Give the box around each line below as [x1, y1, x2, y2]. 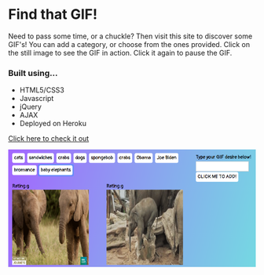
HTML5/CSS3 [19, 85, 64, 95]
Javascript [19, 94, 54, 103]
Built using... [8, 67, 58, 78]
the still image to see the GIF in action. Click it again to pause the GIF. [8, 48, 233, 57]
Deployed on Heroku [19, 119, 86, 128]
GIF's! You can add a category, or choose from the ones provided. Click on [8, 39, 250, 49]
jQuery [19, 102, 42, 111]
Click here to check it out [8, 134, 90, 143]
